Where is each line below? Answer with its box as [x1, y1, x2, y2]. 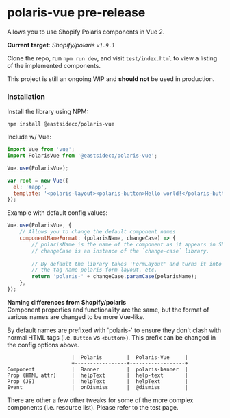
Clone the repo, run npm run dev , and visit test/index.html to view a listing [7, 54, 218, 62]
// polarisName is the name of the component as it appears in [31, 241, 216, 248]
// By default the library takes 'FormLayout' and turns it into [31, 260, 222, 267]
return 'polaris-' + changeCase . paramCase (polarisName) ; [31, 273, 197, 280]
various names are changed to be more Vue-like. [7, 312, 145, 321]
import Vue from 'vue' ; [7, 146, 75, 153]
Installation [7, 91, 46, 101]
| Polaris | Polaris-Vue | [71, 353, 188, 361]
